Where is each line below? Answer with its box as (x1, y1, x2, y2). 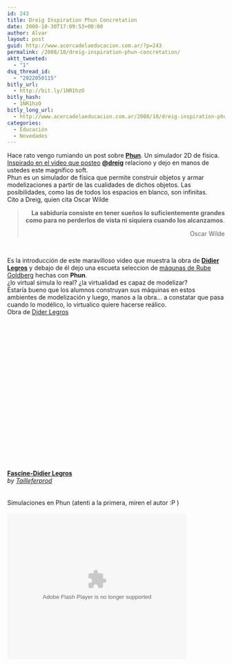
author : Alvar (7, 29, 48, 37)
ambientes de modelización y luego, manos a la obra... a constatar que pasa (7, 293, 224, 302)
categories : (7, 119, 41, 127)
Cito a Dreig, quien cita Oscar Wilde (7, 195, 109, 204)
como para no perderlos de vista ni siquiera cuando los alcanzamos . (25, 216, 225, 225)
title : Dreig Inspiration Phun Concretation (7, 17, 137, 24)
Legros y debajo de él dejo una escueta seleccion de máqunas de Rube (7, 264, 211, 272)
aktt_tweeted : (7, 55, 48, 62)
